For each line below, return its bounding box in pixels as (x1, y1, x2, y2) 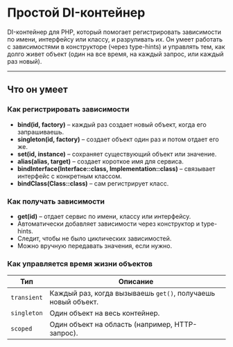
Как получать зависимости (7, 196, 105, 206)
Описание (118, 277, 154, 287)
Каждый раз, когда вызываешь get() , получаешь (49, 289, 216, 299)
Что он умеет (7, 84, 68, 96)
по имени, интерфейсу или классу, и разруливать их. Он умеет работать (7, 35, 223, 43)
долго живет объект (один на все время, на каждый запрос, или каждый (7, 50, 224, 58)
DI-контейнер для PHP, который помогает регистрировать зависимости (7, 28, 222, 36)
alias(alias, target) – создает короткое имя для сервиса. (17, 157, 184, 166)
